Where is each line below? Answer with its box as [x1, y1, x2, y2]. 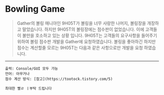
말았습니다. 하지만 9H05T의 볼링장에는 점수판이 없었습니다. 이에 [22, 26, 144, 32]
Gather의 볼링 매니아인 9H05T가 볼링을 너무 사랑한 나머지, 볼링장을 [17, 20, 146, 26]
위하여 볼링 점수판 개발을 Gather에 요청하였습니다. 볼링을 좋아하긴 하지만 [17, 38, 156, 45]
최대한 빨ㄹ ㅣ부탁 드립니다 [5, 86, 52, 91]
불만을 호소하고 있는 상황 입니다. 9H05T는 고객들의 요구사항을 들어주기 [22, 32, 158, 38]
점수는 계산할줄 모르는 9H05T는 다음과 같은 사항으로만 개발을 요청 [17, 45, 143, 50]
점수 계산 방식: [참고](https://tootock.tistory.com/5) [5, 76, 113, 81]
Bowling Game [5, 3, 65, 15]
